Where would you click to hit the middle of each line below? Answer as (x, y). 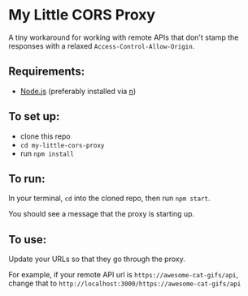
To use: (28, 240)
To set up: (34, 116)
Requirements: (47, 72)
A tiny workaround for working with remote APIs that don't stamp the (124, 37)
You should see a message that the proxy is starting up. (102, 214)
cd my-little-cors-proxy (62, 145)
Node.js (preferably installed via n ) (78, 91)
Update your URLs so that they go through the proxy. (97, 259)
